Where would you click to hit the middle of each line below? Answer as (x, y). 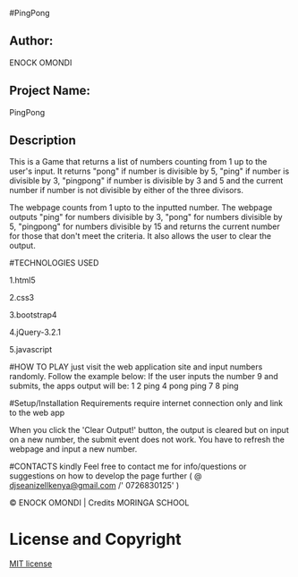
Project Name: (50, 91)
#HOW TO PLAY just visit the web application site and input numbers (136, 367)
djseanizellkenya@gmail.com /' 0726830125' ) (94, 486)
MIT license (31, 564)
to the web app (37, 413)
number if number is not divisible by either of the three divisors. (127, 191)
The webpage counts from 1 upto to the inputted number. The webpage (141, 208)
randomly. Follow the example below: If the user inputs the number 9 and (144, 377)
